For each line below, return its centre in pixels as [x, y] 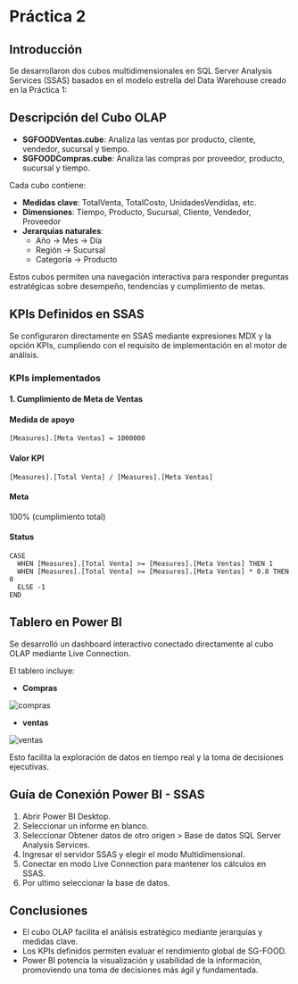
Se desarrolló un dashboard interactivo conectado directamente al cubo [141, 644]
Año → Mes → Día [69, 240]
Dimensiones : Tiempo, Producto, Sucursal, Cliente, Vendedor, [137, 212]
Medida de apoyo [42, 419]
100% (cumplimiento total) [58, 516]
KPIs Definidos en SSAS [77, 314]
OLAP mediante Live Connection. [70, 653]
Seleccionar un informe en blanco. [85, 826]
